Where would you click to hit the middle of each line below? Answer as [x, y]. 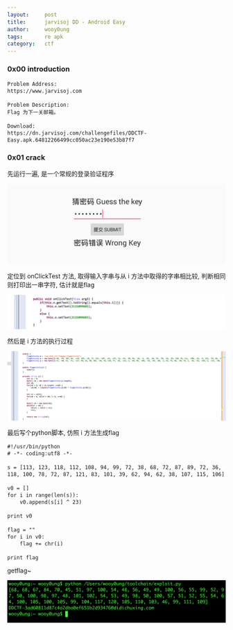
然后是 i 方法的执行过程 [40, 341]
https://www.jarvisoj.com [44, 91]
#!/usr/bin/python [34, 446]
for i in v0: [26, 537]
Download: [21, 126]
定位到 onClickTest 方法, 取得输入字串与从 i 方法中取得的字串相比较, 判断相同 [116, 276]
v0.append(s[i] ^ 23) [51, 502]
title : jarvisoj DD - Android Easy [67, 22]
